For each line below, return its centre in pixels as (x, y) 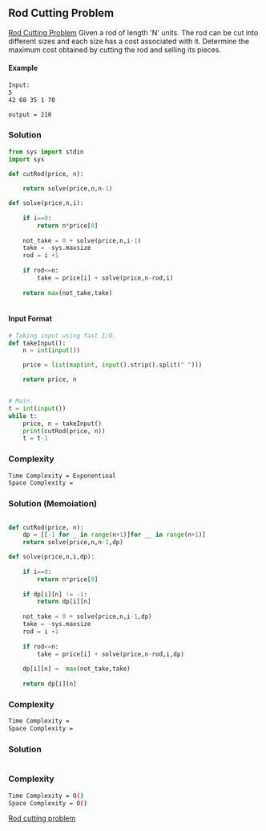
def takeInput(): (37, 343)
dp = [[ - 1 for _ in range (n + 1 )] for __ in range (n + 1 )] (114, 535)
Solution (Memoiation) (53, 504)
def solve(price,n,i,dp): (51, 557)
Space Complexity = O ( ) (48, 803)
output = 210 (30, 115)
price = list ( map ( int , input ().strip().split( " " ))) (113, 365)
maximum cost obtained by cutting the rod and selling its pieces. (115, 49)
